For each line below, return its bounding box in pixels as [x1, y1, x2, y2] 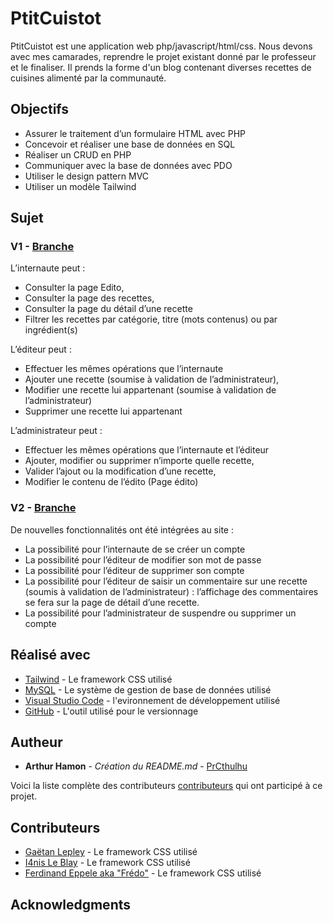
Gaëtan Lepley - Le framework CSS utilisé [24, 846, 198, 858]
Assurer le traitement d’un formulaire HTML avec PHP [24, 127, 247, 139]
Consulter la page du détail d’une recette [24, 303, 193, 315]
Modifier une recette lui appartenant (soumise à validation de [24, 384, 277, 396]
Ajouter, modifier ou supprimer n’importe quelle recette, [24, 455, 255, 467]
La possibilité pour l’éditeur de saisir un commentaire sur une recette [24, 575, 308, 587]
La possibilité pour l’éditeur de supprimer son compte [24, 564, 245, 576]
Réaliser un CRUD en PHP [24, 148, 132, 161]
